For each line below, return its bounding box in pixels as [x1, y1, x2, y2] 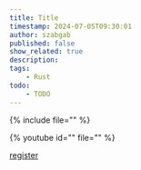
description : [9, 55, 59, 65]
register [9, 149, 39, 160]
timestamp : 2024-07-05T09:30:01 [9, 22, 132, 31]
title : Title [9, 13, 59, 23]
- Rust [25, 73, 51, 82]
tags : [9, 65, 30, 74]
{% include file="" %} [9, 115, 91, 125]
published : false [9, 38, 76, 48]
